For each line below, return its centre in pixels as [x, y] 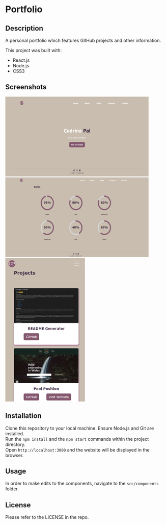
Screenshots [26, 87]
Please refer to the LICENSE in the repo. [47, 517]
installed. [15, 433]
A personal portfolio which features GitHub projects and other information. [83, 40]
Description [24, 28]
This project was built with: [34, 50]
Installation [23, 416]
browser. [15, 455]
